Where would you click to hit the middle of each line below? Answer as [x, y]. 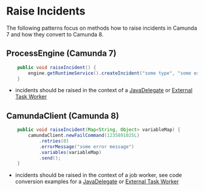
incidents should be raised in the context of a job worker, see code [98, 175]
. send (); [50, 158]
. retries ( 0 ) [54, 141]
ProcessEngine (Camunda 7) [61, 54]
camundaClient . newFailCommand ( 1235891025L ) [84, 136]
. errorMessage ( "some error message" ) [87, 147]
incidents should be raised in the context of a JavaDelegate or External [104, 90]
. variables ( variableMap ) [70, 152]
